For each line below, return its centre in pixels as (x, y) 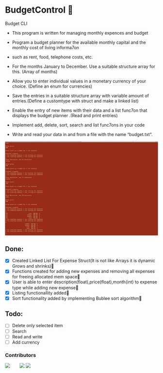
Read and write (27, 336)
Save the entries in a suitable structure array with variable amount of (81, 96)
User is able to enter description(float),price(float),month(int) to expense (84, 282)
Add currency (26, 342)
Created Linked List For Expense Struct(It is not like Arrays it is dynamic (83, 261)
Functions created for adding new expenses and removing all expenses (83, 271)
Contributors (21, 355)
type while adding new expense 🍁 (45, 288)
